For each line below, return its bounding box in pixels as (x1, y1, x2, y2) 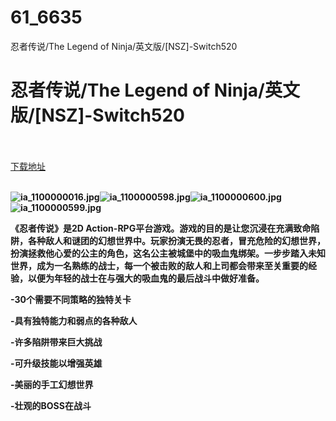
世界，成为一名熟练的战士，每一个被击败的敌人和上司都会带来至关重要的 (10, 259, 308, 271)
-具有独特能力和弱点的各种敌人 (10, 314, 138, 326)
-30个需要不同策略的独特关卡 (10, 293, 132, 305)
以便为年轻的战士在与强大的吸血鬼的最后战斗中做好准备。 (27, 272, 265, 284)
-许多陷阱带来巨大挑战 (10, 336, 103, 348)
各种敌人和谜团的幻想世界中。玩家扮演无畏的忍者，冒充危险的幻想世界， (27, 234, 326, 246)
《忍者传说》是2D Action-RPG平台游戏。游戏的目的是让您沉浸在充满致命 (10, 222, 312, 234)
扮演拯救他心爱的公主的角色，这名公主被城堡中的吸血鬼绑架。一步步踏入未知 (10, 247, 326, 259)
